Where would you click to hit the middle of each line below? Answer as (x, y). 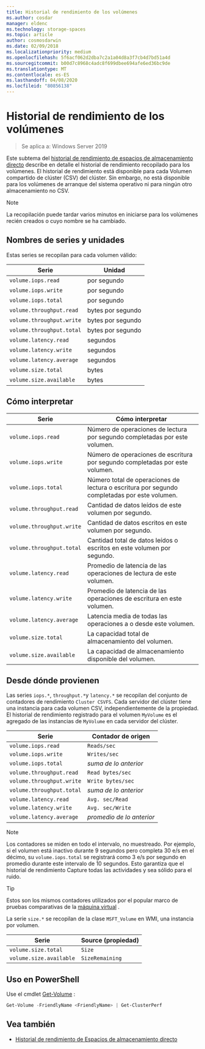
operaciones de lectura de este (132, 573)
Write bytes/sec (111, 781)
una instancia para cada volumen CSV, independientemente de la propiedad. (103, 709)
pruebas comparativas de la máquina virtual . (63, 907)
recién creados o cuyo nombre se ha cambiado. (67, 220)
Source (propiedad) (110, 941)
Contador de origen (121, 737)
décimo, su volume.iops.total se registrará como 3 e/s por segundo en (96, 857)
